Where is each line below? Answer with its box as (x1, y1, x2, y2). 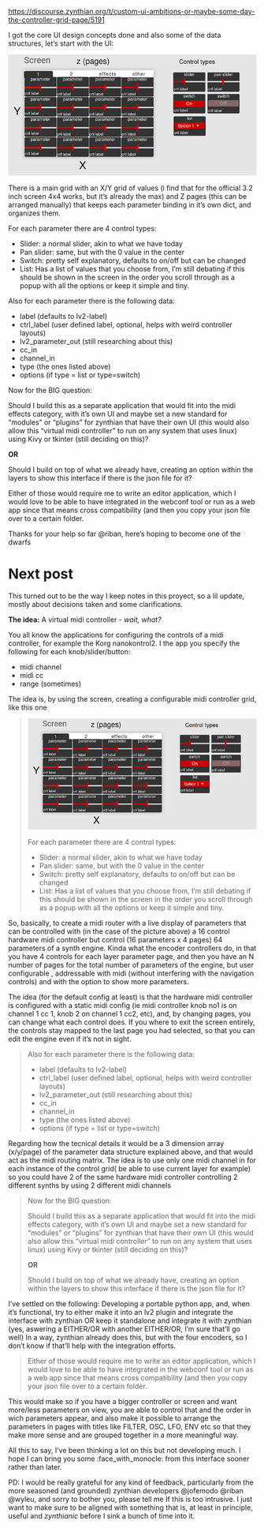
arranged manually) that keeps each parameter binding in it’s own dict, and (8, 200, 251, 209)
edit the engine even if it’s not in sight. (8, 1034, 132, 1043)
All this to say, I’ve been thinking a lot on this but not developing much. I (8, 1445, 241, 1455)
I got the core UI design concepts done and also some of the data (8, 31, 221, 39)
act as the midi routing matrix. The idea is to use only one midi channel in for (8, 1155, 256, 1165)
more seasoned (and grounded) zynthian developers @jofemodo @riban (8, 1485, 244, 1495)
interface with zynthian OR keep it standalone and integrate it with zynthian (8, 1316, 252, 1325)
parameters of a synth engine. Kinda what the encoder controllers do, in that (8, 943, 257, 953)
